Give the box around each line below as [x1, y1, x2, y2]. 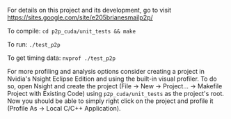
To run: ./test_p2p [7, 40, 61, 48]
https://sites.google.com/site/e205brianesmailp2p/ [7, 13, 153, 22]
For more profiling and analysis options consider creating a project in [7, 68, 205, 75]
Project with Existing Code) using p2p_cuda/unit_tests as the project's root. [7, 90, 225, 97]
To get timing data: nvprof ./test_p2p [7, 54, 116, 62]
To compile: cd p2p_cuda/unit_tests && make [7, 27, 136, 35]
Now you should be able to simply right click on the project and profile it [7, 97, 214, 105]
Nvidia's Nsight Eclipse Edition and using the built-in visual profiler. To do [7, 74, 217, 83]
